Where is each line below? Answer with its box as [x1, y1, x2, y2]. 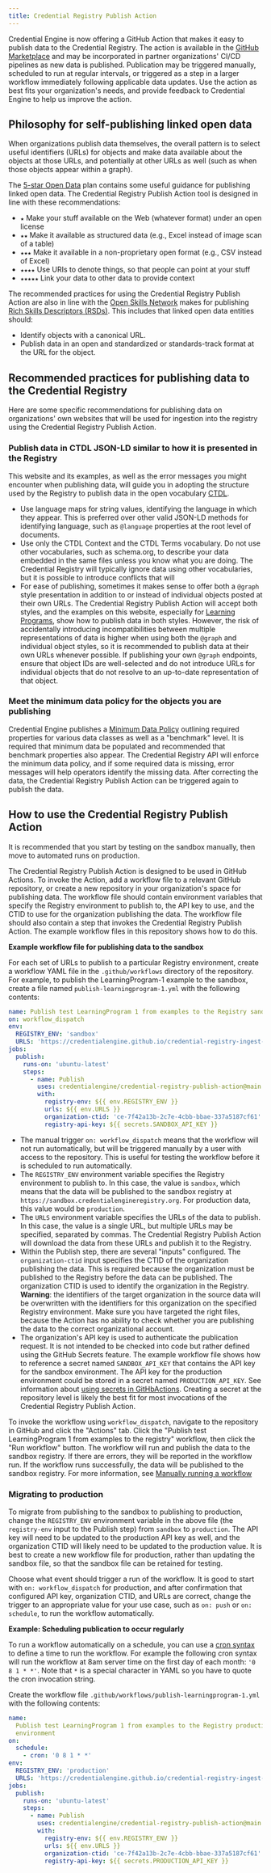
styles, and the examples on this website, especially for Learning [19, 607, 236, 617]
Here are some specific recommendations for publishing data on [8, 405, 223, 415]
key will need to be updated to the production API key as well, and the [8, 1533, 240, 1542]
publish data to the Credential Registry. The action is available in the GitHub [8, 42, 260, 53]
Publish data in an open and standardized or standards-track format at [19, 339, 255, 348]
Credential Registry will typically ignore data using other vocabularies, [19, 563, 253, 574]
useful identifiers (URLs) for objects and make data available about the [8, 147, 243, 158]
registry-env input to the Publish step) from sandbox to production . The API [8, 1524, 259, 1533]
